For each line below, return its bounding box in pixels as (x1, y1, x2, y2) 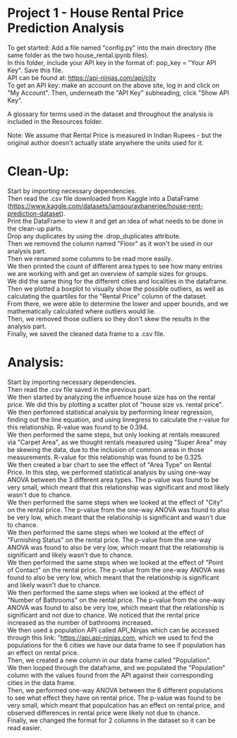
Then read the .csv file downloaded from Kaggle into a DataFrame (7, 194, 199, 202)
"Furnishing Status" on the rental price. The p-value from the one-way (7, 536, 212, 544)
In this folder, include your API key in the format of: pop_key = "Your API (7, 58, 217, 67)
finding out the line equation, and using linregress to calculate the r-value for (7, 415, 230, 424)
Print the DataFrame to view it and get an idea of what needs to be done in (7, 217, 224, 225)
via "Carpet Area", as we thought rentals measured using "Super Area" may (7, 437, 227, 446)
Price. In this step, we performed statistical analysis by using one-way (7, 468, 212, 476)
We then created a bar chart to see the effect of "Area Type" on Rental (7, 460, 212, 468)
